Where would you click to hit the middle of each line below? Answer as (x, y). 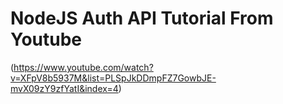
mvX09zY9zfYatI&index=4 (64, 88)
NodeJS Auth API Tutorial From (142, 18)
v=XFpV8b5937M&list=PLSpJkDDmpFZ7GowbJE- (113, 78)
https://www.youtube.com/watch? (83, 67)
